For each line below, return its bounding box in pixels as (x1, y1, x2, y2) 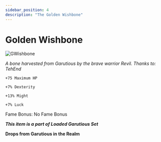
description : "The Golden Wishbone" (5, 12, 83, 17)
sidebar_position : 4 (5, 7, 49, 13)
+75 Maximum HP (5, 76, 38, 81)
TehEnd (5, 66, 21, 72)
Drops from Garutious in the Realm (5, 131, 80, 137)
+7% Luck (5, 102, 24, 108)
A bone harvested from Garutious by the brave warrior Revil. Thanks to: (5, 60, 156, 66)
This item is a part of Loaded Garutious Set (5, 121, 98, 127)
